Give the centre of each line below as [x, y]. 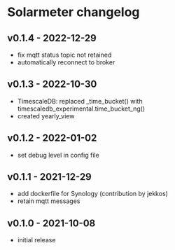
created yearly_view [46, 116]
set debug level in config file [58, 155]
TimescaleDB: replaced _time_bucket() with [80, 101]
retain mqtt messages [49, 201]
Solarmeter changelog [73, 12]
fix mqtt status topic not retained [64, 55]
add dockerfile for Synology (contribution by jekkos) [92, 194]
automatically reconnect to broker [66, 62]
